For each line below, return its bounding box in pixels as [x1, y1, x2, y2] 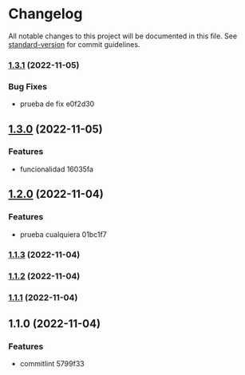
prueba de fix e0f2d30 [19, 99, 95, 109]
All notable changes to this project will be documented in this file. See [8, 31, 238, 41]
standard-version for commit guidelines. [8, 39, 140, 49]
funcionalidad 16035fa [19, 164, 94, 174]
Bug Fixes [8, 81, 48, 92]
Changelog [8, 5, 83, 23]
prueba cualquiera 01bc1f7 [19, 229, 108, 239]
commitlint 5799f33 [19, 358, 85, 368]
